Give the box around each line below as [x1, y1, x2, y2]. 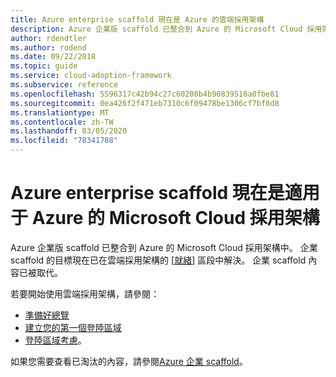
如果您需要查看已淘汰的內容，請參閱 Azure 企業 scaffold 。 [10, 355, 248, 367]
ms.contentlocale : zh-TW [10, 117, 114, 127]
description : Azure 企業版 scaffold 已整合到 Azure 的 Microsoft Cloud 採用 [10, 24, 323, 34]
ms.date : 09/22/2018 [10, 52, 97, 62]
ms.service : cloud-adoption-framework [10, 71, 172, 81]
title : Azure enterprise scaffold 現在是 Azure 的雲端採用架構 [10, 14, 265, 25]
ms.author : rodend [10, 42, 87, 53]
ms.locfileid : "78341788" [10, 136, 118, 146]
